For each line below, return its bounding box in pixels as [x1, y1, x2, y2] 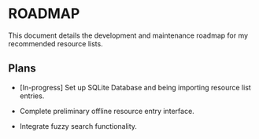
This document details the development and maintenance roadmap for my [8, 31, 249, 40]
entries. [19, 91, 45, 101]
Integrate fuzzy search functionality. [19, 121, 138, 130]
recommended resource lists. [8, 38, 104, 48]
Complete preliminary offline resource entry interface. [19, 106, 194, 115]
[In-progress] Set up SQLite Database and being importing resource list [19, 82, 252, 92]
